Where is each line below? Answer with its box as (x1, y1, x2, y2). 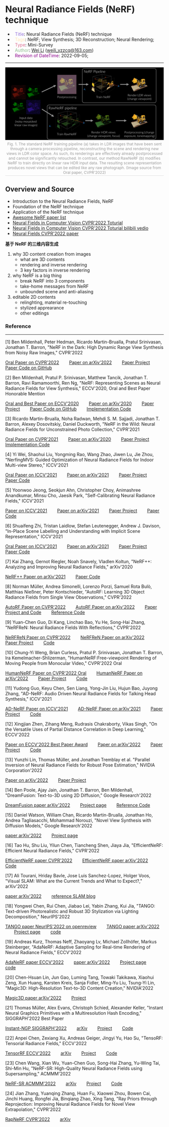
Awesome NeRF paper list (12, 214, 66, 220)
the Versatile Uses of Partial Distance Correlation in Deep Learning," (5, 727, 146, 733)
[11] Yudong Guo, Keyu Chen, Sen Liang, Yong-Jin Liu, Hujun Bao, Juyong (5, 685, 158, 691)
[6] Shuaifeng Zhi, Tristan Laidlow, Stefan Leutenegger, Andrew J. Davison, (5, 523, 161, 529)
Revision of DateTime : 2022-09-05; (15, 52, 89, 59)
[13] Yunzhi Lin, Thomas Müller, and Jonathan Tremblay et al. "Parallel (5, 757, 150, 763)
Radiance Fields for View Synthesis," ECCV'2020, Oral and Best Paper (5, 385, 151, 391)
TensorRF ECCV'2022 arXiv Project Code (5, 1050, 117, 1056)
